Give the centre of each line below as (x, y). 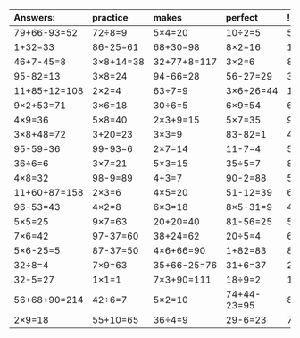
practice (110, 17)
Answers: (34, 17)
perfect (242, 17)
